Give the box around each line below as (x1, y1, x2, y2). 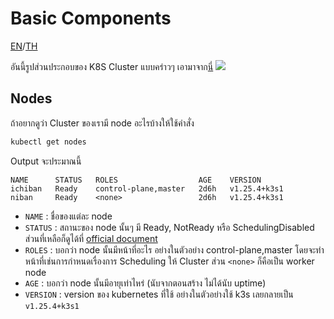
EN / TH (10, 40, 38, 52)
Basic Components (10, 7, 172, 30)
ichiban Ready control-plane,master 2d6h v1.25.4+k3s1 (10, 183, 284, 194)
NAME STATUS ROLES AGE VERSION (10, 175, 262, 185)
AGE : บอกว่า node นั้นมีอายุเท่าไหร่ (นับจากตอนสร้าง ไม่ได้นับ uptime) (24, 277, 267, 289)
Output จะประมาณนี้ (10, 155, 82, 167)
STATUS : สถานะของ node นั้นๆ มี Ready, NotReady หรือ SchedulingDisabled (24, 221, 315, 233)
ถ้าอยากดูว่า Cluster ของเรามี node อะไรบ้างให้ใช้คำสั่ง (10, 117, 195, 129)
